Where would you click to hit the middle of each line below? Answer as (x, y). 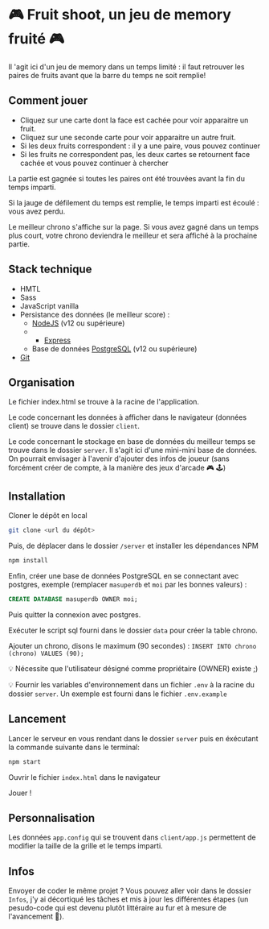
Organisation (41, 382)
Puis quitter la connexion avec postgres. (75, 614)
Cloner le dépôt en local (48, 516)
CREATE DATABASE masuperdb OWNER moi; (73, 599)
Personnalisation (52, 818)
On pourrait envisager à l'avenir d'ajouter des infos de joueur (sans (119, 458)
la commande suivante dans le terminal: (74, 747)
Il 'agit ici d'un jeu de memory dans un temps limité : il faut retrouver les (126, 66)
